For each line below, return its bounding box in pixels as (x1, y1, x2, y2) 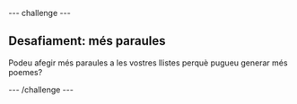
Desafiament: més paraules (8, 33, 167, 48)
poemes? (8, 66, 43, 77)
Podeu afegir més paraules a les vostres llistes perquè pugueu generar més (8, 57, 288, 68)
